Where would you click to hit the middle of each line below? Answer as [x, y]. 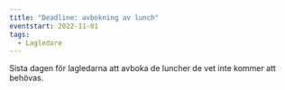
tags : [19, 34]
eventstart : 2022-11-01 [54, 26]
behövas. [27, 78]
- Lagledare [40, 43]
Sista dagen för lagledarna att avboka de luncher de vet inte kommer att [143, 68]
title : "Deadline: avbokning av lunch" [84, 18]
